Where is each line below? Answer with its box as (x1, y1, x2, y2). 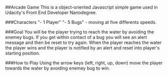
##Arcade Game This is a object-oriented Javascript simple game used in (5, 4, 158, 10)
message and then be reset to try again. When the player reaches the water (5, 39, 162, 45)
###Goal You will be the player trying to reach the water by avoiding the (5, 29, 154, 34)
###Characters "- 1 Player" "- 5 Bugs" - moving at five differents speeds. (5, 19, 157, 25)
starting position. (5, 50, 40, 56)
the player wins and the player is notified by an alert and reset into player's (5, 45, 160, 50)
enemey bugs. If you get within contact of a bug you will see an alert (5, 34, 147, 40)
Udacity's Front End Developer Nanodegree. (5, 9, 97, 15)
